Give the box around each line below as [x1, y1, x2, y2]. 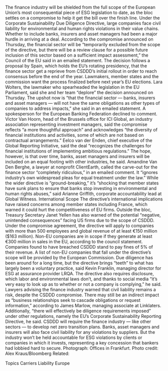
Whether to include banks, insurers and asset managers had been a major [5, 31, 157, 37]
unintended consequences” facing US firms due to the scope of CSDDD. [5, 218, 155, 223]
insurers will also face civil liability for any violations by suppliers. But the [5, 329, 155, 335]
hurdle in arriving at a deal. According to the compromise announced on [5, 36, 153, 42]
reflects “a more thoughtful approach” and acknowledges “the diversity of [5, 127, 157, 132]
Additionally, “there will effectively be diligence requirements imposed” [5, 308, 151, 314]
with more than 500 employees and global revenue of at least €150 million [5, 228, 157, 234]
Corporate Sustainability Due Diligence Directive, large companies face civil [5, 20, 161, 26]
